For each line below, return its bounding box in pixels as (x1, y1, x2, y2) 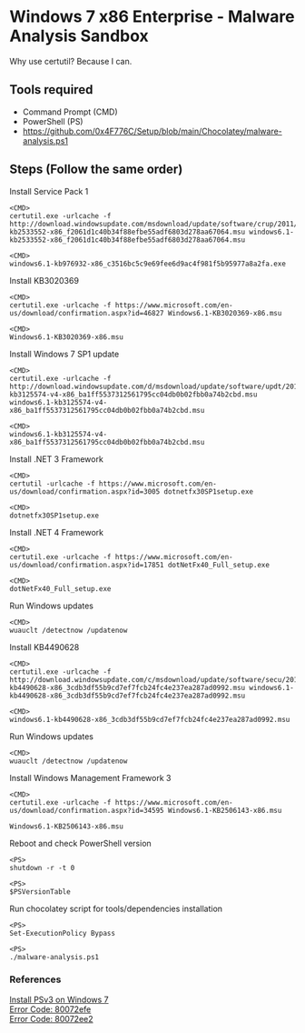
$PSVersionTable (9, 887, 71, 897)
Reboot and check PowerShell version (9, 837, 152, 848)
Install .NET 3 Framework (9, 453, 104, 465)
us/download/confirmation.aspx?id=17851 (9, 560, 165, 569)
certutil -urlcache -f (9, 479, 95, 488)
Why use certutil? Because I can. (9, 55, 133, 66)
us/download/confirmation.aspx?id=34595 (9, 806, 165, 815)
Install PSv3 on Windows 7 (9, 994, 109, 1005)
